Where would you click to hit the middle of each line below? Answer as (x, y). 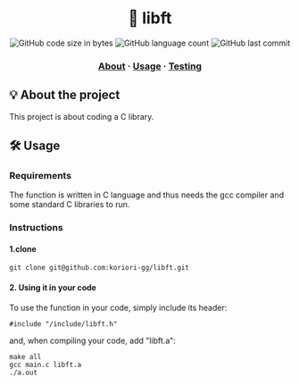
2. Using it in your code (53, 288)
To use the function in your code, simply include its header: (118, 307)
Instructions (37, 228)
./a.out (24, 372)
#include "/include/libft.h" (63, 324)
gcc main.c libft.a (46, 364)
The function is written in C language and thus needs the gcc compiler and (146, 195)
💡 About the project (65, 95)
